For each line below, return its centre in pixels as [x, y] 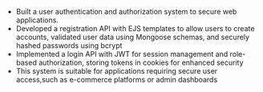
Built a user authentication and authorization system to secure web [126, 12]
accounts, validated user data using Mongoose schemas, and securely [133, 37]
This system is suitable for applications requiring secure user [117, 71]
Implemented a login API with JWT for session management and [122, 54]
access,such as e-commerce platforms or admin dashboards [117, 80]
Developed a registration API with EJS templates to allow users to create [135, 28]
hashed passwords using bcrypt [69, 46]
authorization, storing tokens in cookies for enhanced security [141, 62]
